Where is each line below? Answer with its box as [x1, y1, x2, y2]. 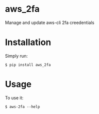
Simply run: [5, 53, 28, 59]
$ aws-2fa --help [5, 104, 40, 109]
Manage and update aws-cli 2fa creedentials [5, 20, 95, 25]
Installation [5, 37, 51, 48]
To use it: [5, 94, 24, 101]
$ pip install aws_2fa [5, 62, 51, 67]
